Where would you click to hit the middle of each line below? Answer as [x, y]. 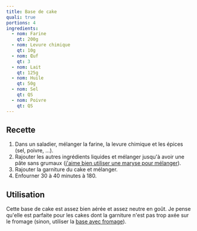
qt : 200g [28, 39]
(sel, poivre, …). [34, 151]
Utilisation [26, 194]
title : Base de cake [32, 12]
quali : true [21, 17]
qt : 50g [26, 84]
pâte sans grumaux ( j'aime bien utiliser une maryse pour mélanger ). [98, 163]
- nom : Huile [28, 78]
